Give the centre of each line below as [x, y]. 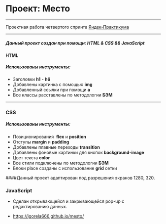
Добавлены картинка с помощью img [52, 84]
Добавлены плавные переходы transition [56, 147]
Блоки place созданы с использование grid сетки [65, 168]
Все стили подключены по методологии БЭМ [61, 163]
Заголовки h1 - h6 [32, 79]
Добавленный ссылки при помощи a [51, 90]
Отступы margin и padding [41, 142]
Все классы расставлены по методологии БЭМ [63, 95]
